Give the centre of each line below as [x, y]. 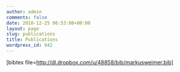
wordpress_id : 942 [29, 46]
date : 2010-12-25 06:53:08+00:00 [48, 23]
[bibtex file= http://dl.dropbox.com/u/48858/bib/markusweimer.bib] [90, 62]
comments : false [27, 17]
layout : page [23, 28]
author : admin [24, 12]
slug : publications [31, 34]
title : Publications [32, 40]
